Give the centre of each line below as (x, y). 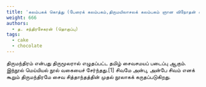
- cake (20, 40)
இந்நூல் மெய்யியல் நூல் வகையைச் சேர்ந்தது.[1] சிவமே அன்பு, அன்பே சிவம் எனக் (101, 70)
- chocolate (27, 46)
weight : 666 (21, 18)
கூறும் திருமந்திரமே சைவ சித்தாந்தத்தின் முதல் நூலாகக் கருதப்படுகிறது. (89, 77)
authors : (17, 23)
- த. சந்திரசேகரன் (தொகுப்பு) (45, 29)
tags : (13, 35)
